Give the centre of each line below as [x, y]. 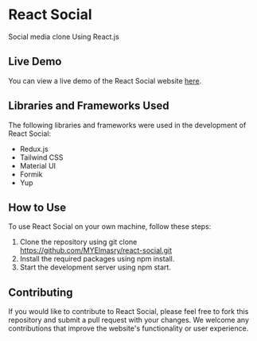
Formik [31, 174]
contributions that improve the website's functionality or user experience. [128, 328]
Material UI [38, 165]
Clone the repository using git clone [78, 242]
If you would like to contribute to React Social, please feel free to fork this [128, 312]
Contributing [41, 292]
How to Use [37, 207]
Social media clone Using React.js [64, 37]
